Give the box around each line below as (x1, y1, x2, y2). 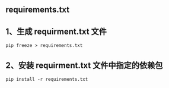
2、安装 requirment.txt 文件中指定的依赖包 (5, 60, 163, 70)
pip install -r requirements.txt (5, 77, 88, 83)
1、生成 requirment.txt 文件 (5, 26, 107, 36)
